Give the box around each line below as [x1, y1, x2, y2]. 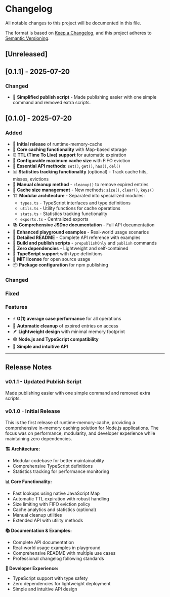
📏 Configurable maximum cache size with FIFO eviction [12, 157, 131, 163]
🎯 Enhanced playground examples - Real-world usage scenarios [12, 229, 149, 235]
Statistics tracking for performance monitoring [12, 468, 110, 474]
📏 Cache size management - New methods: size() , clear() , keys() [12, 187, 154, 193]
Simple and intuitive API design [12, 586, 77, 592]
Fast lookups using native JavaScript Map [12, 490, 100, 496]
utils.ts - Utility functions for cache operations [20, 205, 120, 211]
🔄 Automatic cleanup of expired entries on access [12, 322, 119, 329]
